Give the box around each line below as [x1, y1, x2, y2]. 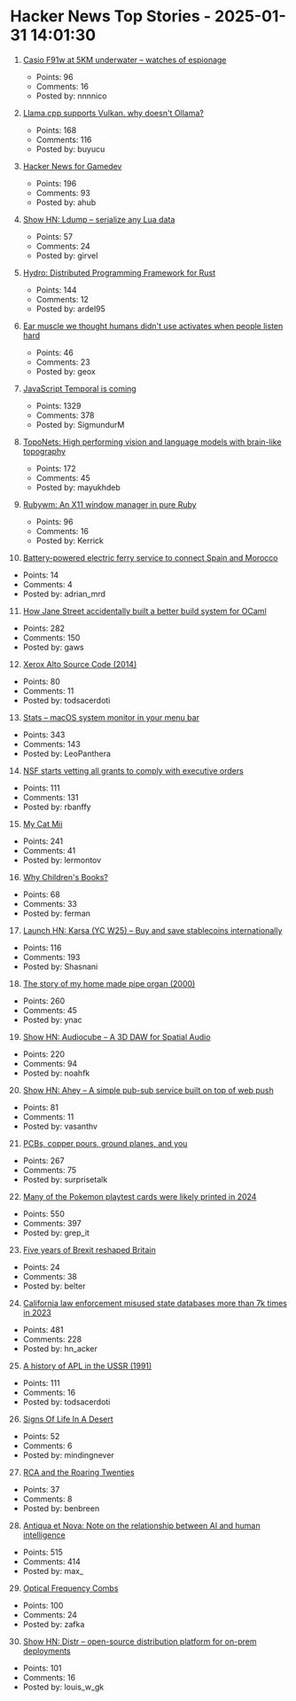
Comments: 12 [35, 294, 90, 304]
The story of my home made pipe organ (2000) [22, 978, 196, 988]
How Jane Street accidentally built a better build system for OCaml [22, 605, 267, 616]
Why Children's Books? [22, 871, 109, 882]
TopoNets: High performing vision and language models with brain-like [22, 437, 282, 447]
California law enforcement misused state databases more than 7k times [22, 1297, 287, 1308]
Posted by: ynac [22, 1014, 82, 1025]
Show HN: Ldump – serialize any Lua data [22, 214, 175, 224]
